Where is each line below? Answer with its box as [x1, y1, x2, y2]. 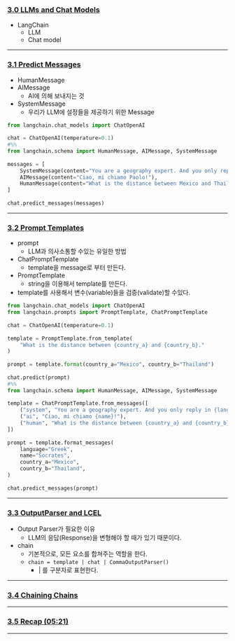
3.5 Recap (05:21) [7, 616, 69, 626]
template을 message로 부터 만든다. [27, 263, 126, 272]
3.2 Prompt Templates [7, 223, 85, 233]
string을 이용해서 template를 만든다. [27, 280, 128, 288]
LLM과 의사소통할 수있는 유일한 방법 [27, 247, 127, 256]
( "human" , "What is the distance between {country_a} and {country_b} [20, 420, 230, 427]
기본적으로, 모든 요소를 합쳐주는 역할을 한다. [27, 549, 148, 558]
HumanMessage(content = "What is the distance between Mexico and [20, 180, 211, 187]
